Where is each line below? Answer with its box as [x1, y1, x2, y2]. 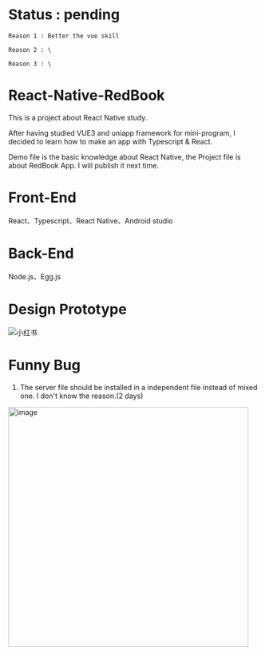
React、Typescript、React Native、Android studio [8, 215, 173, 225]
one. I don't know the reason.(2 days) [19, 391, 144, 400]
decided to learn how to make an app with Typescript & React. [8, 136, 213, 146]
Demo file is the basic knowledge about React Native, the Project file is [8, 152, 241, 161]
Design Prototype [8, 300, 128, 318]
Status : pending [8, 6, 121, 24]
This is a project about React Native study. [8, 112, 148, 122]
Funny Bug [8, 356, 81, 374]
